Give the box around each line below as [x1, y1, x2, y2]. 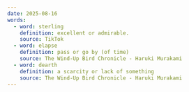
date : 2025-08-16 [7, 10, 58, 17]
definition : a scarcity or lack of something [20, 68, 155, 75]
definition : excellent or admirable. [20, 29, 130, 37]
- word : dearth [13, 62, 58, 68]
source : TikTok [20, 36, 64, 43]
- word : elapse [13, 42, 58, 49]
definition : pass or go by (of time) [20, 49, 130, 56]
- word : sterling [13, 23, 64, 30]
